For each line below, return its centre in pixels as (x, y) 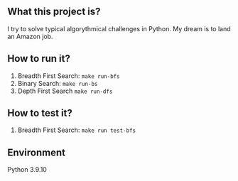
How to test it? (40, 113)
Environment (37, 152)
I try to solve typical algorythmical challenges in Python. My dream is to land (119, 28)
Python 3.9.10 (27, 170)
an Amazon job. (30, 36)
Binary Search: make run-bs (58, 83)
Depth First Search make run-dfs (65, 91)
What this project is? (54, 12)
